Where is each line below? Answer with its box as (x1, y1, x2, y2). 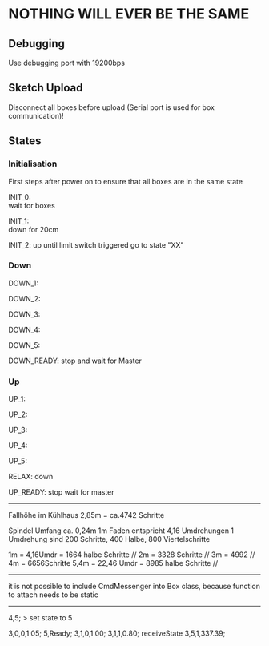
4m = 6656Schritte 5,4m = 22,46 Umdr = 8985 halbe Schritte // (8, 559, 219, 568)
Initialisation (8, 158, 58, 169)
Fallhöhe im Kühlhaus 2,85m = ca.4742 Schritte (8, 511, 165, 520)
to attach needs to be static (8, 590, 98, 600)
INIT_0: (8, 192, 31, 201)
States (8, 134, 42, 148)
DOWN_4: (8, 325, 41, 334)
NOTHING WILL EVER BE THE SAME (8, 5, 250, 23)
